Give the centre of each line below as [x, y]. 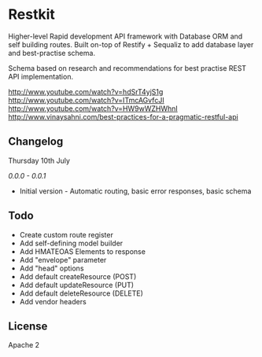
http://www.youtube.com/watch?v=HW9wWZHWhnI [93, 109]
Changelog [36, 142]
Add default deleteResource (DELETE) [81, 293]
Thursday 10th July [39, 160]
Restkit [31, 15]
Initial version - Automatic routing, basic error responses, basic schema [135, 191]
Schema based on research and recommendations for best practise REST [127, 68]
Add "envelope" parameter [63, 259]
